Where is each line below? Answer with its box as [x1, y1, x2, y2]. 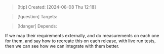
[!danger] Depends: [17, 23, 57, 29]
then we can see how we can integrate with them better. [5, 43, 120, 49]
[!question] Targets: [17, 14, 58, 19]
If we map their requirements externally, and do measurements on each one [5, 33, 160, 38]
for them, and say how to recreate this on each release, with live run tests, [5, 38, 156, 44]
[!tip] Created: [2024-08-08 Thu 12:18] [17, 4, 96, 10]
